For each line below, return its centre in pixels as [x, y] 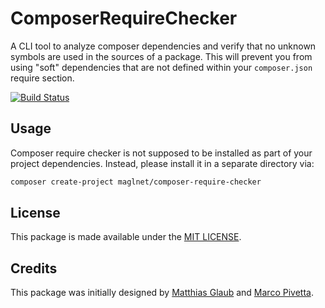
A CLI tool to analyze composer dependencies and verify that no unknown [163, 46]
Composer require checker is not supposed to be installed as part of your [161, 153]
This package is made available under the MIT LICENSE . [126, 237]
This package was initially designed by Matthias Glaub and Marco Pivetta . [162, 293]
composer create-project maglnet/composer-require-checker [136, 182]
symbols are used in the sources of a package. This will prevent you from [161, 56]
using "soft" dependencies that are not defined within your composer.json [161, 67]
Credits [34, 268]
